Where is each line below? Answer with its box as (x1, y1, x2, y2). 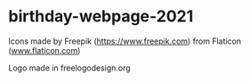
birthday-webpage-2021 (8, 6, 194, 27)
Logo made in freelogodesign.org (8, 62, 131, 73)
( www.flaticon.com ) (8, 45, 81, 55)
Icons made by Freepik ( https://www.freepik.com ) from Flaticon (8, 36, 242, 46)
